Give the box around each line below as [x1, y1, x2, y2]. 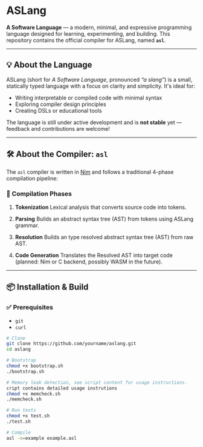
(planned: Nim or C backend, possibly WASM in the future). [14, 258, 163, 265]
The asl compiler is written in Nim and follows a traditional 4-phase [6, 168, 174, 176]
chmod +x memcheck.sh [6, 391, 61, 397]
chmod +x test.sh [6, 413, 50, 419]
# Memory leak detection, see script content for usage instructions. [6, 379, 188, 385]
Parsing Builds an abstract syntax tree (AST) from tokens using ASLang [14, 215, 194, 222]
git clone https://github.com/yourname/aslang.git [6, 340, 137, 347]
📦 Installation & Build [6, 282, 89, 293]
